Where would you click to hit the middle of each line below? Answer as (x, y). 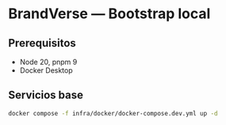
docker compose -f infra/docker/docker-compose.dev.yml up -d (113, 113)
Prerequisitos (42, 43)
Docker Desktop (46, 70)
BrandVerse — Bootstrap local (109, 14)
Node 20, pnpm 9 (48, 62)
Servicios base (46, 95)
